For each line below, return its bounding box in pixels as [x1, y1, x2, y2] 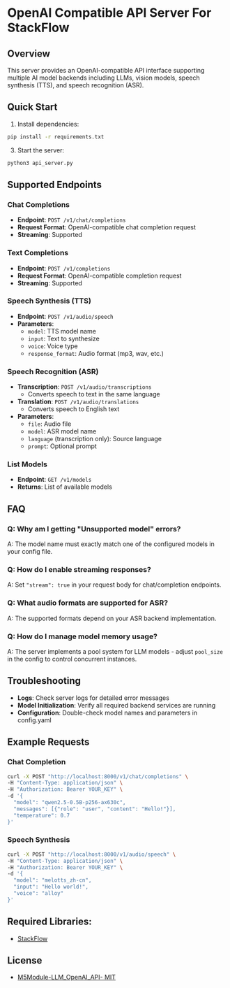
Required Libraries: [7, 916, 92, 928]
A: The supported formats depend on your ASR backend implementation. [7, 614, 217, 622]
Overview [7, 48, 51, 59]
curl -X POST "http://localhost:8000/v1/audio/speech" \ [7, 851, 176, 858]
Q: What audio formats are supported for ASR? [7, 598, 169, 608]
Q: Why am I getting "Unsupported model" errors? [7, 524, 181, 534]
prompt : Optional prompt [27, 442, 98, 450]
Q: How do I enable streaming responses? [7, 565, 151, 575]
